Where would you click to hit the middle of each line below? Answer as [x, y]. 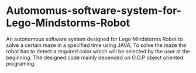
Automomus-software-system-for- [94, 11]
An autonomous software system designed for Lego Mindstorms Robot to [94, 39]
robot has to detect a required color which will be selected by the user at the [98, 51]
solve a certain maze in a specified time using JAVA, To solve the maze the [96, 45]
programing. [21, 63]
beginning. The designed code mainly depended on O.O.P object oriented [94, 57]
